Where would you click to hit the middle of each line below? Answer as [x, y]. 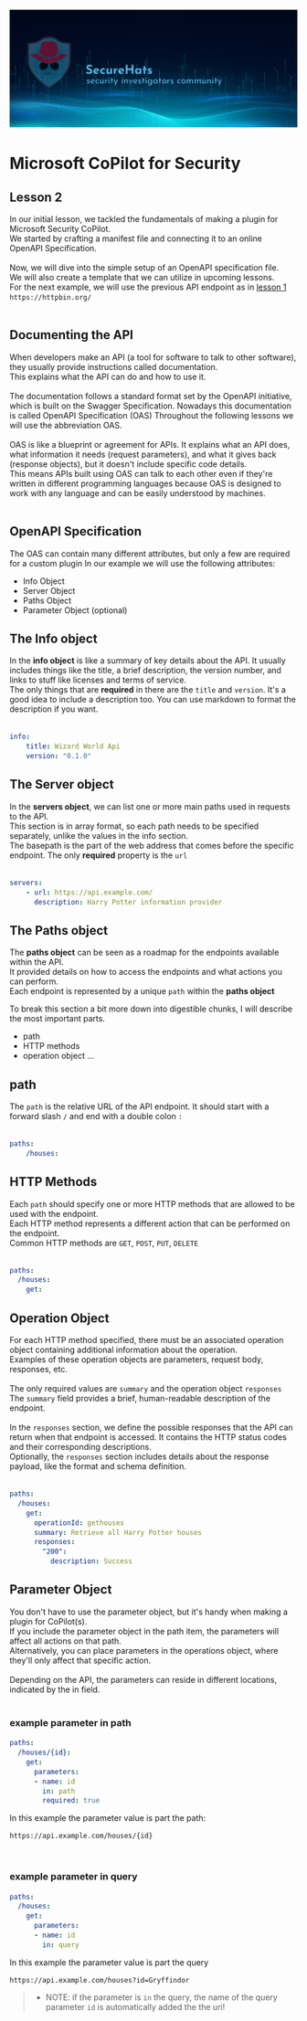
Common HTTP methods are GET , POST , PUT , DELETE [104, 1243]
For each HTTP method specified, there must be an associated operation [147, 1340]
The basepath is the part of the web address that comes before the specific [152, 845]
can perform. [34, 981]
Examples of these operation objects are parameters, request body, [137, 1360]
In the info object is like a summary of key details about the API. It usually [148, 661]
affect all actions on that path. [65, 1641]
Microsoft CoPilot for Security [125, 164]
